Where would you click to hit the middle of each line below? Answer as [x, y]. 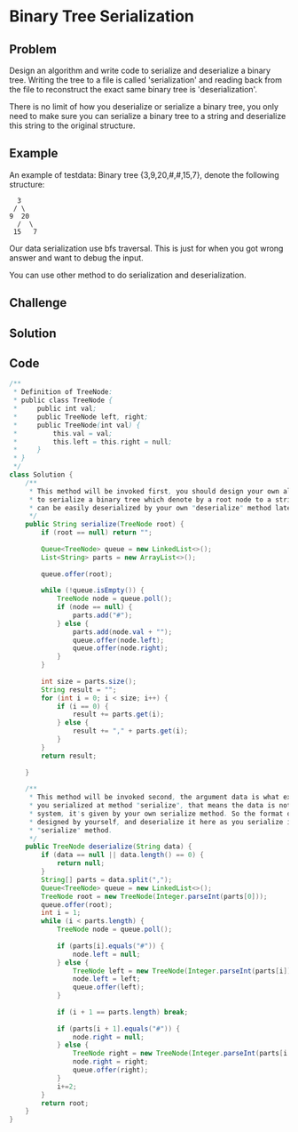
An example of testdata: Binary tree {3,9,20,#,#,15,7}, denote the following [144, 174]
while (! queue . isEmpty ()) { [93, 590]
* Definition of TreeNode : [63, 392]
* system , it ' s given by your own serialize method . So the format [156, 814]
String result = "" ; [79, 690]
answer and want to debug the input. [76, 257]
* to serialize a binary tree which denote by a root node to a [150, 500]
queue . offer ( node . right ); [120, 648]
